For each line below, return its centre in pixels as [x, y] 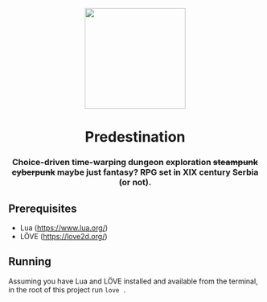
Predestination [135, 137]
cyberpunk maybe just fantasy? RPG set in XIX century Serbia [135, 172]
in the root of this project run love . [68, 289]
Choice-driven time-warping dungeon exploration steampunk [135, 163]
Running [30, 262]
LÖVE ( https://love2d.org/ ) [64, 236]
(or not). [135, 183]
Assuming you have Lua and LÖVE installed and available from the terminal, [133, 281]
